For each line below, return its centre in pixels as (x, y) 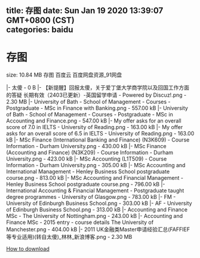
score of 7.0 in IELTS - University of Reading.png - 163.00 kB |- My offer (95, 127)
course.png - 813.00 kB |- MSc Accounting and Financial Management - (95, 178)
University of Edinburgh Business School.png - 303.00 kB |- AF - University (99, 203)
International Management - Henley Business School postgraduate (88, 171)
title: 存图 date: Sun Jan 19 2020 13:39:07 (85, 11)
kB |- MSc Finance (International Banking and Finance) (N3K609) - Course (98, 140)
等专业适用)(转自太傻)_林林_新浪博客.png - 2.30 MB (69, 237)
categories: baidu (40, 30)
